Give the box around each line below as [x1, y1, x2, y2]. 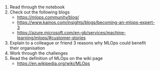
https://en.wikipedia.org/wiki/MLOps [17, 60, 90, 66]
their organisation [9, 45, 45, 51]
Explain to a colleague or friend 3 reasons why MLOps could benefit [9, 40, 146, 45]
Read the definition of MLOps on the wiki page [9, 56, 103, 61]
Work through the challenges [9, 50, 68, 56]
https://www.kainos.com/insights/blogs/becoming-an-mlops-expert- [17, 19, 155, 25]
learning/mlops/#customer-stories [17, 35, 86, 41]
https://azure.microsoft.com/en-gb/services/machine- [17, 30, 126, 35]
